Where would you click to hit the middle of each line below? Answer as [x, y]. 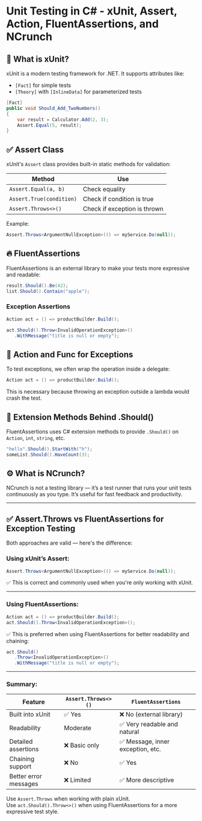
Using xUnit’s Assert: [38, 558]
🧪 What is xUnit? [38, 59]
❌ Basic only [82, 746]
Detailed [21, 742]
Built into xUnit [30, 715]
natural [129, 732]
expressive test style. [32, 812]
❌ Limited [78, 780]
